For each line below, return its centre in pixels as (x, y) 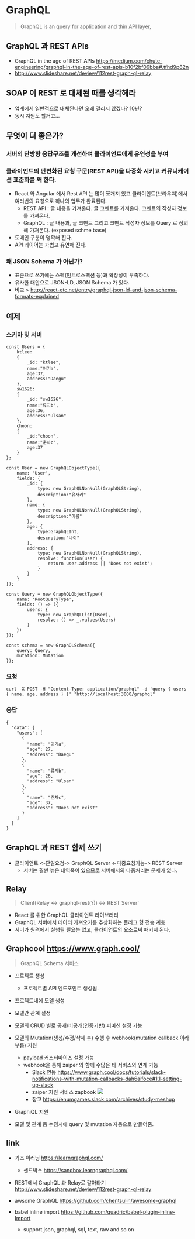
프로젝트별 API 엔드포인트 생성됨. (61, 988)
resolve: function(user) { (70, 559)
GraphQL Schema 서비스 (49, 963)
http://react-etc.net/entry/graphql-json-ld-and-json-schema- (104, 290)
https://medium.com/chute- (129, 61)
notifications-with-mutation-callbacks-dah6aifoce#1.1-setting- (107, 1079)
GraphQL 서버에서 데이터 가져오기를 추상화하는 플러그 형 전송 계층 (90, 922)
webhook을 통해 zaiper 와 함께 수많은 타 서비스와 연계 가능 (91, 1065)
